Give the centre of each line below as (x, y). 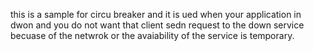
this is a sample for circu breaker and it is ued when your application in (156, 14)
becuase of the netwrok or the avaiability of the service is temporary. (152, 35)
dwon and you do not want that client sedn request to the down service (157, 25)
